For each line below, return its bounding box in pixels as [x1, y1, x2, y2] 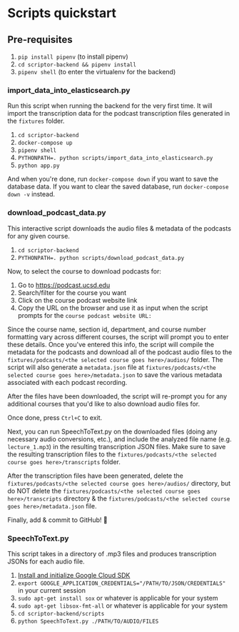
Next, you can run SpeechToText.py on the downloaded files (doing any [7, 427, 218, 436]
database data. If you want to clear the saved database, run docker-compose [7, 182, 229, 191]
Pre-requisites [7, 34, 73, 46]
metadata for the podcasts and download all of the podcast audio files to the [7, 348, 233, 356]
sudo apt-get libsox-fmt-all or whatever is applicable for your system [17, 601, 228, 610]
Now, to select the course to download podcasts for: [7, 266, 162, 276]
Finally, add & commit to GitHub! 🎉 [7, 516, 108, 524]
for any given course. [7, 231, 70, 240]
